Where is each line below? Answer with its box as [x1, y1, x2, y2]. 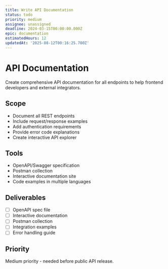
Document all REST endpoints [12, 113, 75, 119]
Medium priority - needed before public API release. [5, 258, 114, 264]
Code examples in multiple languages [12, 179, 91, 185]
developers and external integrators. [5, 84, 81, 90]
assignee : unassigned [5, 21, 51, 27]
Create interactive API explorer [12, 134, 77, 140]
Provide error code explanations [12, 129, 80, 135]
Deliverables [5, 193, 46, 202]
